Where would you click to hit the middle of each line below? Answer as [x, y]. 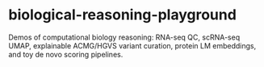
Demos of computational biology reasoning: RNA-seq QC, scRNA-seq [124, 37]
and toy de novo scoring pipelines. [66, 54]
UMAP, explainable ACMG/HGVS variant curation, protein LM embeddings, [132, 45]
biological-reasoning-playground [122, 15]
